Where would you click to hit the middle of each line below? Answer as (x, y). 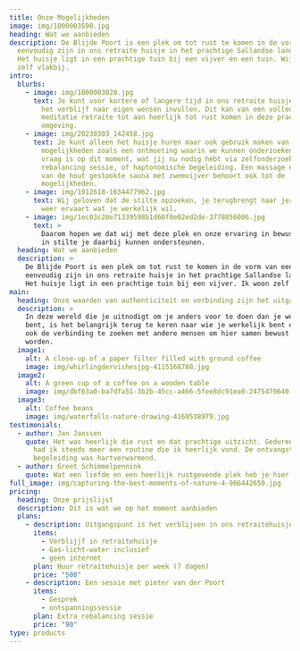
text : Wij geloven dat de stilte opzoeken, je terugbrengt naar (155, 201)
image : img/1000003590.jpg (59, 26)
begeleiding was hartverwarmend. (95, 458)
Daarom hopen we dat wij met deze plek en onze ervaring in (155, 233)
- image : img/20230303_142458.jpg (89, 134)
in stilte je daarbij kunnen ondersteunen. (123, 242)
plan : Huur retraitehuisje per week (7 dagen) (121, 566)
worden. (39, 342)
